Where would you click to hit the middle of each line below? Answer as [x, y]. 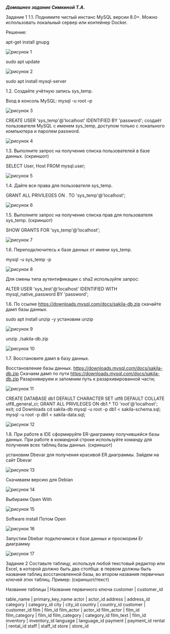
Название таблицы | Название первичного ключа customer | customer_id [84, 589]
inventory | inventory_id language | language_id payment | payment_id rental [85, 621]
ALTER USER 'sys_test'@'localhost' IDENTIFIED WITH [62, 289]
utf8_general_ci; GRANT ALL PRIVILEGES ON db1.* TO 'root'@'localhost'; [82, 404]
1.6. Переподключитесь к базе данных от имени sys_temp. [69, 250]
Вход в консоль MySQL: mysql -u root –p [49, 101]
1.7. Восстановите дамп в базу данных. [48, 358]
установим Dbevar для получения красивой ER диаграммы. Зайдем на [82, 455]
